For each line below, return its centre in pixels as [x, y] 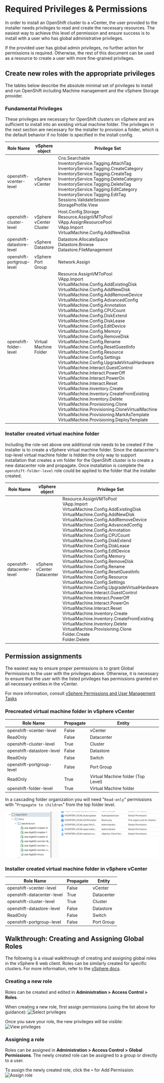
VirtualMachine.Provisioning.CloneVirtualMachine [108, 409]
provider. [14, 96]
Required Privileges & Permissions [76, 9]
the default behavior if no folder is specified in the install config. [69, 135]
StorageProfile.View [78, 205]
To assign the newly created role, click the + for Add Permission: [70, 1070]
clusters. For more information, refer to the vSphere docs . [63, 969]
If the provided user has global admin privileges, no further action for [74, 48]
